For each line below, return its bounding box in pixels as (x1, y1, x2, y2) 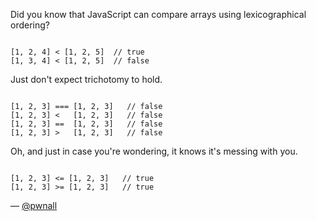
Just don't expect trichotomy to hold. (10, 74, 163, 85)
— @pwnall (10, 200, 58, 211)
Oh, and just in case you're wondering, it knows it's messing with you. (10, 145, 298, 157)
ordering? (10, 19, 50, 31)
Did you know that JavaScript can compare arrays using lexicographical (10, 9, 307, 20)
